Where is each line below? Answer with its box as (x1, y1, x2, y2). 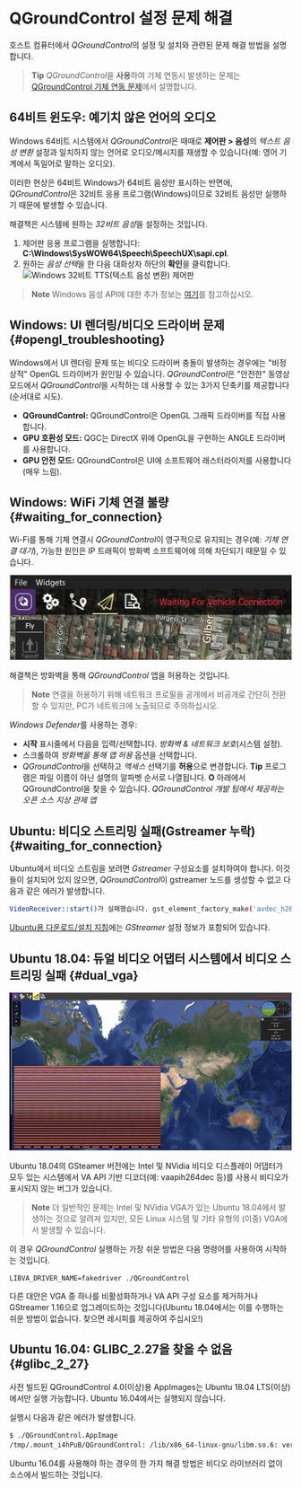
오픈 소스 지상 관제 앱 (21, 795, 97, 806)
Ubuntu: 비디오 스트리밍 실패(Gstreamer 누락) (9, 823, 256, 839)
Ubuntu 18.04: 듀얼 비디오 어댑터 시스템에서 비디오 (9, 951, 278, 966)
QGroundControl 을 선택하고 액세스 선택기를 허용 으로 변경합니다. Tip (21, 761, 262, 772)
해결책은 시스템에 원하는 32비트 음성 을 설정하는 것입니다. (9, 218, 208, 229)
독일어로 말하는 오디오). (32, 158, 116, 169)
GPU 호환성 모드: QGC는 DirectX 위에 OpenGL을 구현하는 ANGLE (21, 432, 255, 443)
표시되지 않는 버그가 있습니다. (9, 1183, 113, 1193)
